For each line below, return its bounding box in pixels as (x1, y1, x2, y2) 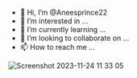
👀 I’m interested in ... (19, 16, 89, 26)
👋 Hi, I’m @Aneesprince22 (19, 8, 108, 17)
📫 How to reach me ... (19, 43, 95, 51)
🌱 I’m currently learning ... (19, 25, 106, 34)
